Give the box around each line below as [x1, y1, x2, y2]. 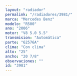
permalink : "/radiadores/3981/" [5, 12, 72, 17]
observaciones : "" [5, 58, 43, 63]
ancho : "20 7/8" [5, 53, 39, 59]
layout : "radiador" [5, 7, 46, 12]
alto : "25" [5, 49, 28, 54]
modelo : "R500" [5, 21, 37, 26]
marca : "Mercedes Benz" [5, 16, 55, 21]
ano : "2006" [5, 26, 30, 31]
